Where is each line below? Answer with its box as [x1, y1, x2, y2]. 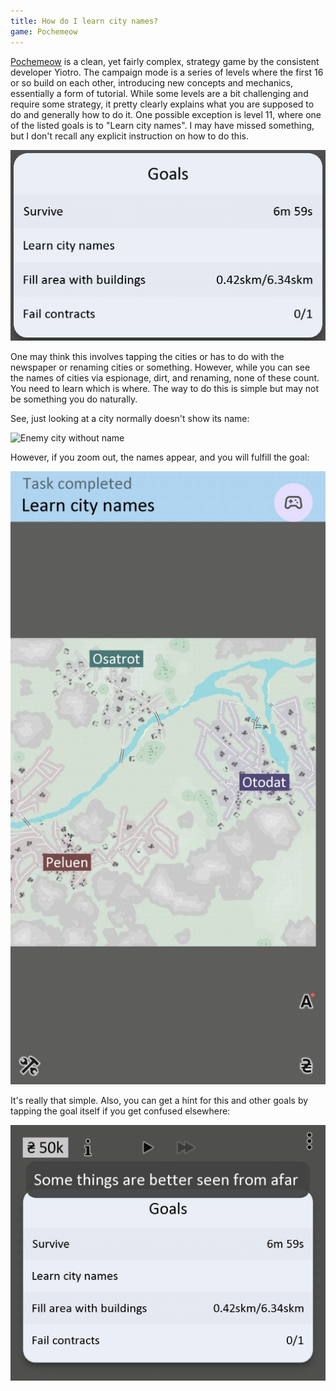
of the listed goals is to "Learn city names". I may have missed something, [10, 119, 315, 131]
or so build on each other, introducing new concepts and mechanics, [10, 76, 293, 89]
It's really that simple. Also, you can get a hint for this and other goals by [10, 1095, 309, 1107]
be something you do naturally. [10, 393, 138, 405]
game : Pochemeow [10, 26, 78, 37]
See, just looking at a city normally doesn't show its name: [10, 413, 250, 425]
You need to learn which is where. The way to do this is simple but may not [10, 383, 320, 395]
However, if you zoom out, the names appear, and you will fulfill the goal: [10, 451, 310, 464]
